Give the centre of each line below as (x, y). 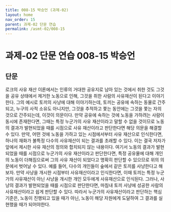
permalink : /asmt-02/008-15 (35, 29)
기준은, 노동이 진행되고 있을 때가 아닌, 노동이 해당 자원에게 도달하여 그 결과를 (81, 198)
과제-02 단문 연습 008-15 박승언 (70, 56)
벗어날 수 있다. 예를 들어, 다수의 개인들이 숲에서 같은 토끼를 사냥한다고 (88, 166)
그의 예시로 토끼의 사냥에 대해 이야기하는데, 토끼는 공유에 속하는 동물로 (86, 102)
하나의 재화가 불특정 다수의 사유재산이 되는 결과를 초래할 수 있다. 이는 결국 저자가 (86, 140)
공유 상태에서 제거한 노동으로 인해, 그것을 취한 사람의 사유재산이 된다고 (81, 96)
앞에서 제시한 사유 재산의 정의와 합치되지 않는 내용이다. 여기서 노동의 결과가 (80, 147)
